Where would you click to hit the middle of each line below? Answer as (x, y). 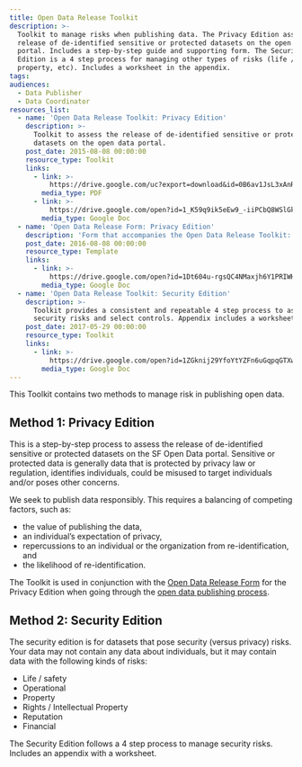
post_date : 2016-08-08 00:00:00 (86, 244)
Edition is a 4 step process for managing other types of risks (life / (156, 59)
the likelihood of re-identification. (84, 565)
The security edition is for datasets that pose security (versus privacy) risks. (151, 642)
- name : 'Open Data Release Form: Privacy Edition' (116, 227)
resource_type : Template (72, 252)
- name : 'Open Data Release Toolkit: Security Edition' (124, 293)
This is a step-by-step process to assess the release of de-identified (136, 444)
